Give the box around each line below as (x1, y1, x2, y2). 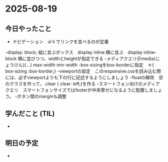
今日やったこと (5, 24, 52, 33)
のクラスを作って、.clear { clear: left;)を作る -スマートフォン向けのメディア (5, 81, 160, 87)
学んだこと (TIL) (5, 109, 55, 118)
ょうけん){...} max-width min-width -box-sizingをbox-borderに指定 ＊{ (5, 62, 154, 68)
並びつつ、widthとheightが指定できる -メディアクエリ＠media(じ (26, 56, 160, 61)
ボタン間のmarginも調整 (17, 94, 67, 99)
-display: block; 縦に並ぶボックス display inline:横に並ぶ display (5, 49, 143, 55)
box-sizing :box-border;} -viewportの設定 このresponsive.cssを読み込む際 (5, 68, 161, 74)
